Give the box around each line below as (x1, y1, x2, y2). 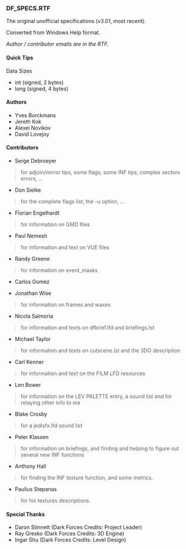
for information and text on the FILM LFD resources (20, 370, 146, 377)
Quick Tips (6, 54, 34, 61)
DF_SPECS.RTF (6, 4, 51, 12)
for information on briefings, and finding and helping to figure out (20, 445, 180, 452)
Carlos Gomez (14, 278, 50, 285)
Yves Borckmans (14, 111, 56, 119)
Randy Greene (14, 255, 50, 262)
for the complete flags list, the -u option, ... (20, 198, 125, 205)
